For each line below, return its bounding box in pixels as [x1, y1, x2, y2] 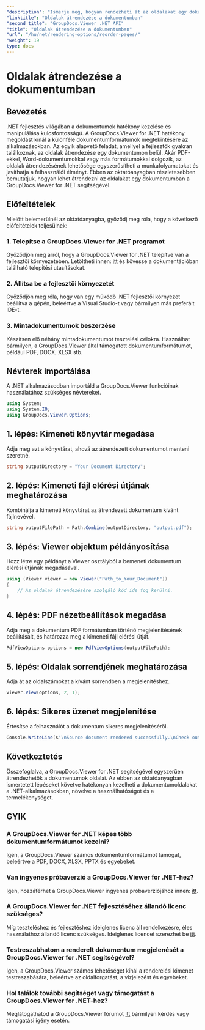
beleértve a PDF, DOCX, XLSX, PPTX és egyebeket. [6, 858, 136, 865]
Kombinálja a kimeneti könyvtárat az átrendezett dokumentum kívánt [6, 506, 179, 514]
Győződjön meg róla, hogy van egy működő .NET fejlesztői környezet [6, 293, 181, 300]
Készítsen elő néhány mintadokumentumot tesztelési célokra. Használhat [6, 335, 190, 343]
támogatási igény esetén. [6, 1017, 70, 1024]
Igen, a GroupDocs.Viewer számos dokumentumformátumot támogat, [6, 851, 181, 859]
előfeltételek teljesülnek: [6, 221, 68, 229]
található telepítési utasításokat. [6, 264, 86, 271]
